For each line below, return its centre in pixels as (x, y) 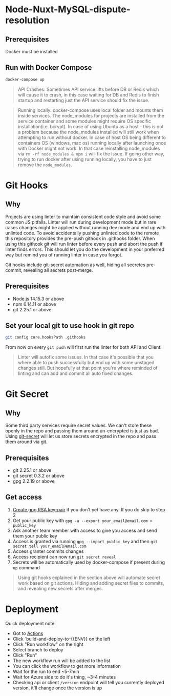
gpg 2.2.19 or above (34, 481)
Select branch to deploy (38, 649)
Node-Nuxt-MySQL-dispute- (68, 9)
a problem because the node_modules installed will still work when (88, 132)
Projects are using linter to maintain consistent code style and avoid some (83, 216)
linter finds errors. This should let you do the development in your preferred (85, 249)
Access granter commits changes (48, 551)
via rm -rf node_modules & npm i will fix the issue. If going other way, (91, 154)
